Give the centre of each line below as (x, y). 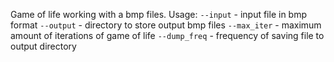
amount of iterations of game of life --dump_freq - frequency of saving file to (167, 35)
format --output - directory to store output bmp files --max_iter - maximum (166, 25)
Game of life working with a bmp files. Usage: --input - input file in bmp (159, 14)
